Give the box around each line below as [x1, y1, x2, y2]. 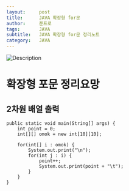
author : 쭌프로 [6, 20, 52, 26]
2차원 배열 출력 [6, 103, 60, 114]
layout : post [6, 9, 51, 15]
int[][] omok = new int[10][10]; [17, 131, 102, 137]
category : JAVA [6, 37, 51, 43]
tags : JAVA [6, 26, 51, 32]
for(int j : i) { [28, 152, 72, 159]
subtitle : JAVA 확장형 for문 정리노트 [6, 32, 100, 38]
